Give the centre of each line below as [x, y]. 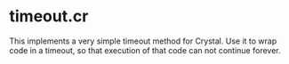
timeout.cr [49, 16]
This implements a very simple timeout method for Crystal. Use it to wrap [143, 41]
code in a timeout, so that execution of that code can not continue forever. [145, 50]
